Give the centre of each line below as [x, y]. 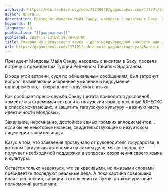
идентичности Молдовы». [33, 112]
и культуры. [18, 158]
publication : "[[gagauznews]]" [38, 33]
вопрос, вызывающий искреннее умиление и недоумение [67, 81]
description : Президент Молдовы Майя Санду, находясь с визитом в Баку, [82, 19]
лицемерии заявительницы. [35, 132]
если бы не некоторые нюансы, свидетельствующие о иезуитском [77, 127]
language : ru [19, 28]
